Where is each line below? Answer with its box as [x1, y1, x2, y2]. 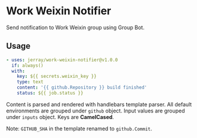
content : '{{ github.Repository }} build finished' [17, 84, 147, 90]
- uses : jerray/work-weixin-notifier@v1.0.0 [6, 57, 118, 63]
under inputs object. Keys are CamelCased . [6, 113, 115, 120]
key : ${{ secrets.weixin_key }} [17, 73, 97, 80]
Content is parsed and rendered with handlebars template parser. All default [6, 101, 192, 108]
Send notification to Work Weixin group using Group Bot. [6, 24, 145, 31]
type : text [17, 79, 44, 85]
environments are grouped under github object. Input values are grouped [6, 107, 185, 114]
